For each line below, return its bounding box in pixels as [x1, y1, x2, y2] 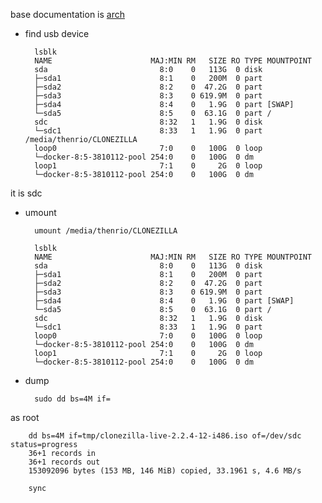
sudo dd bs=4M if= [34, 394, 111, 404]
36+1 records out [28, 457, 101, 467]
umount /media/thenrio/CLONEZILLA [34, 226, 178, 236]
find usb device [24, 28, 90, 39]
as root [10, 412, 40, 423]
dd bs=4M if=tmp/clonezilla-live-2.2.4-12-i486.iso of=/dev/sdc [28, 431, 302, 441]
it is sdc [10, 187, 43, 199]
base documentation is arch [10, 9, 125, 20]
